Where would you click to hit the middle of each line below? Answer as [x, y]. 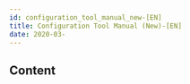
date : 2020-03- [38, 34]
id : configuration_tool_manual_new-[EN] [86, 17]
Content [33, 70]
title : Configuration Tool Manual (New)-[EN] [95, 26]
